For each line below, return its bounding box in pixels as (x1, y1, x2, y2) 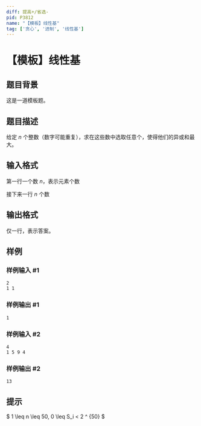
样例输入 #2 (6, 330, 41, 338)
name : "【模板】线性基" (6, 20, 60, 26)
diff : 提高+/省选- (6, 8, 49, 15)
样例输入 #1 (6, 266, 39, 274)
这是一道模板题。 (6, 97, 49, 104)
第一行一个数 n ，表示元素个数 (6, 177, 80, 185)
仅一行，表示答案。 (6, 227, 54, 234)
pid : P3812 (6, 15, 34, 21)
